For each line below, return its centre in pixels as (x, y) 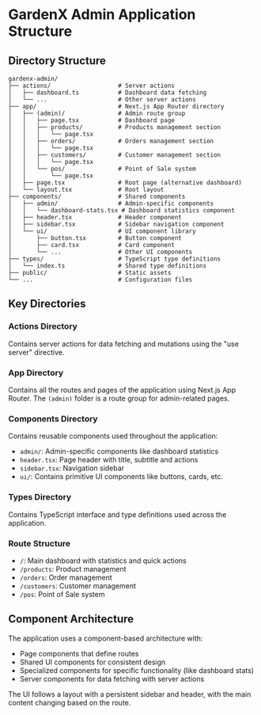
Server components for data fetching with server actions (112, 679)
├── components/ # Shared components (97, 196)
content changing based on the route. (70, 702)
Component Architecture (71, 619)
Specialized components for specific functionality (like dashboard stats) (137, 670)
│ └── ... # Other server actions (102, 100)
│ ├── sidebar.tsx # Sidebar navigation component (116, 224)
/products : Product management (73, 569)
